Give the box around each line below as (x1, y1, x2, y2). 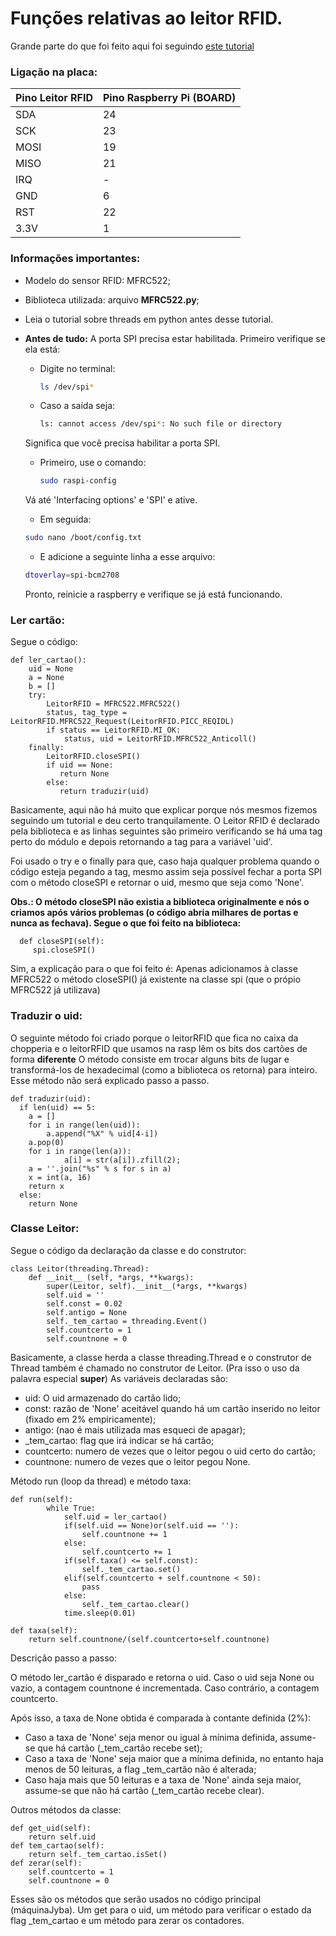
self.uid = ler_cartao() (63, 1512, 168, 1522)
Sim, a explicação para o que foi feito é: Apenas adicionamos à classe (10, 963, 298, 975)
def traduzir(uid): (10, 1093, 92, 1104)
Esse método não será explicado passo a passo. (10, 1074, 210, 1086)
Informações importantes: (10, 252, 141, 266)
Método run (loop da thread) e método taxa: (10, 1475, 192, 1487)
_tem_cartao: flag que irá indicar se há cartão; (24, 1434, 215, 1446)
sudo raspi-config (39, 476, 117, 486)
